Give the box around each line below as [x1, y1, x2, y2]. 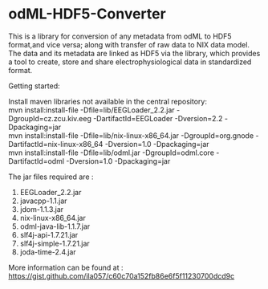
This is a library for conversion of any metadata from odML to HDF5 [8, 31, 232, 41]
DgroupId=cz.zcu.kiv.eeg [8, 113, 92, 123]
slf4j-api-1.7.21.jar [19, 230, 79, 239]
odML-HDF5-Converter [8, 5, 166, 23]
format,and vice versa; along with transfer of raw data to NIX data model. [8, 39, 250, 49]
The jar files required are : [8, 172, 94, 181]
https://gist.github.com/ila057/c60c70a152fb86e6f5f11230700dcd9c [8, 271, 235, 281]
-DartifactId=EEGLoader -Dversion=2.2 [93, 113, 223, 123]
